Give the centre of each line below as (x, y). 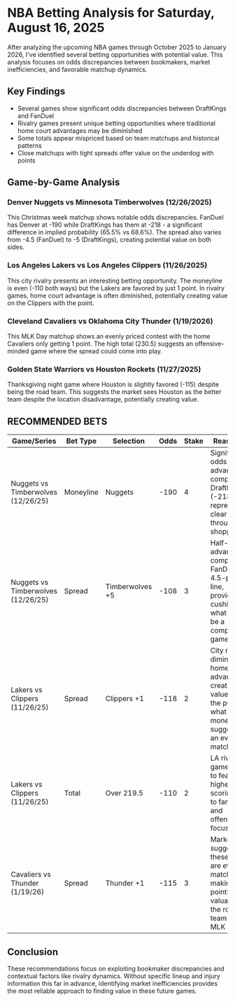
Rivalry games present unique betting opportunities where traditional (116, 123)
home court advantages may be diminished (80, 130)
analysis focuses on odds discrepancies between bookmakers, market (109, 62)
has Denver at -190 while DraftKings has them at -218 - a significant (105, 225)
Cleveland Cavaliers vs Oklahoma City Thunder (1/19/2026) (110, 321)
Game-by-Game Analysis (64, 182)
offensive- (209, 344)
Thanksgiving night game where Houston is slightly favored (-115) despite (113, 384)
